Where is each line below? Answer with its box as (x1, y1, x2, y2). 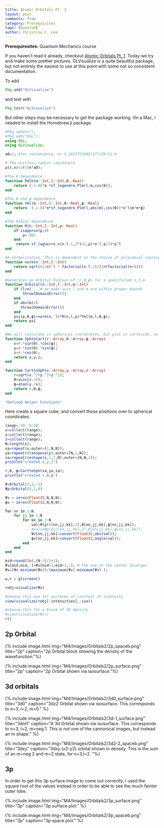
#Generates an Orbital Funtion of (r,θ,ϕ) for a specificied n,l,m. (5, 278, 147, 283)
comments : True (5, 16, 36, 21)
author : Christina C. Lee (5, 30, 58, 35)
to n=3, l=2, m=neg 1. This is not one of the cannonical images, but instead (5, 726, 156, 732)
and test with (5, 96, 31, 102)
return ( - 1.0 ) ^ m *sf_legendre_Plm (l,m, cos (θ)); (14, 183, 112, 188)
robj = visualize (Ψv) (5, 585, 45, 590)
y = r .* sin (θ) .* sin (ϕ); (14, 346, 58, 351)
